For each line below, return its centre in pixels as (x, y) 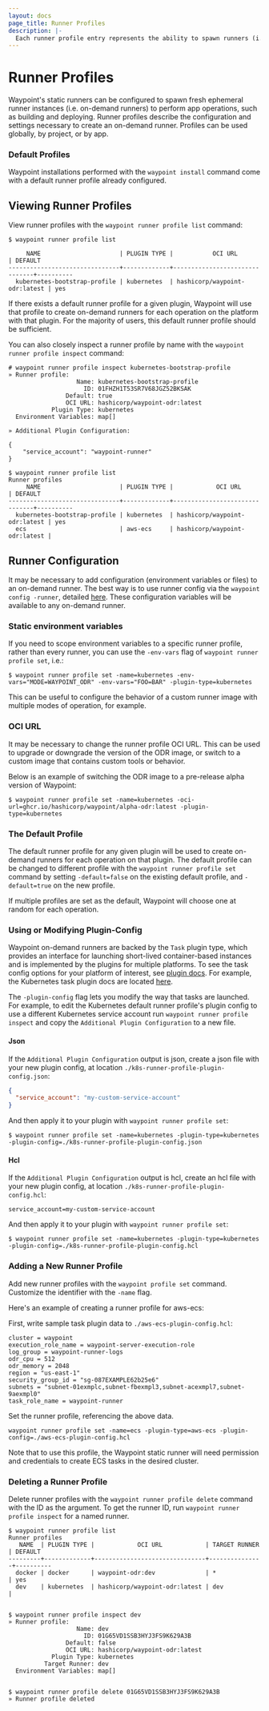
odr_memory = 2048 (39, 1366)
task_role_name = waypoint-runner (66, 1401)
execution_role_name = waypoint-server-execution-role (102, 1345)
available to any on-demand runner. (67, 606)
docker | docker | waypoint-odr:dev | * (116, 1572)
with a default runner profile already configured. (87, 180)
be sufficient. (30, 329)
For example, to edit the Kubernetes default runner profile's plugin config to (133, 1005)
